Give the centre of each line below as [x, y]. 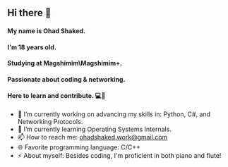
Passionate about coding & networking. [66, 79]
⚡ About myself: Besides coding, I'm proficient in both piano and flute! [119, 155]
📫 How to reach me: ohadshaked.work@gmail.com [92, 137]
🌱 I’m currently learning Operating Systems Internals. [94, 129]
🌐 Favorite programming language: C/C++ [79, 147]
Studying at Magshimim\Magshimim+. [65, 63]
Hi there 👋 [29, 13]
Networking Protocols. [50, 121]
